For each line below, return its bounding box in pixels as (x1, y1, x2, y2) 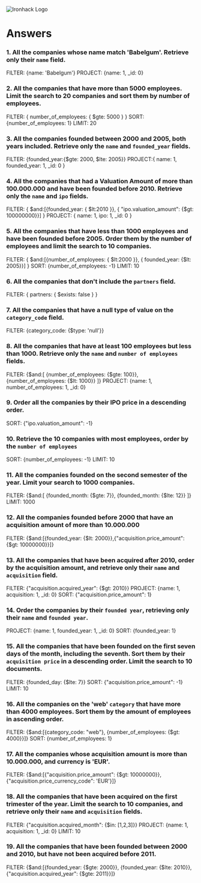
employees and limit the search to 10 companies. (6, 242, 152, 251)
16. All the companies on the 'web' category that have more (6, 700, 181, 708)
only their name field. (6, 56, 66, 64)
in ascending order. (6, 715, 64, 723)
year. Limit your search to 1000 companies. (6, 478, 135, 487)
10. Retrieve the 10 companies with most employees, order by (6, 435, 189, 443)
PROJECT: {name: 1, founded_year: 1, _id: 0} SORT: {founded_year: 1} (6, 627, 176, 634)
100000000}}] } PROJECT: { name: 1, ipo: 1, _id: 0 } (6, 212, 132, 219)
